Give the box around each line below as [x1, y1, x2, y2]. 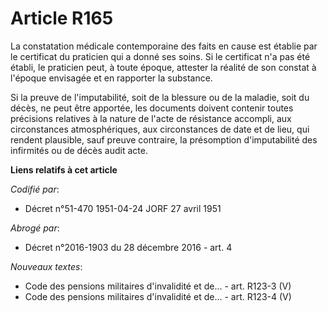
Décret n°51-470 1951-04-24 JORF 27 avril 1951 [24, 202, 222, 214]
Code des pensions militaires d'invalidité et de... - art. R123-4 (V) [24, 290, 292, 302]
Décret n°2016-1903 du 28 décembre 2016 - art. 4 [24, 241, 233, 253]
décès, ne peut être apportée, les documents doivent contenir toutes [10, 102, 294, 114]
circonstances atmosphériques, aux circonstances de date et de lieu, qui [10, 123, 310, 135]
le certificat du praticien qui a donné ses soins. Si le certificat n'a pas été [10, 50, 311, 62]
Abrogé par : [10, 222, 60, 234]
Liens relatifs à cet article [10, 163, 118, 176]
